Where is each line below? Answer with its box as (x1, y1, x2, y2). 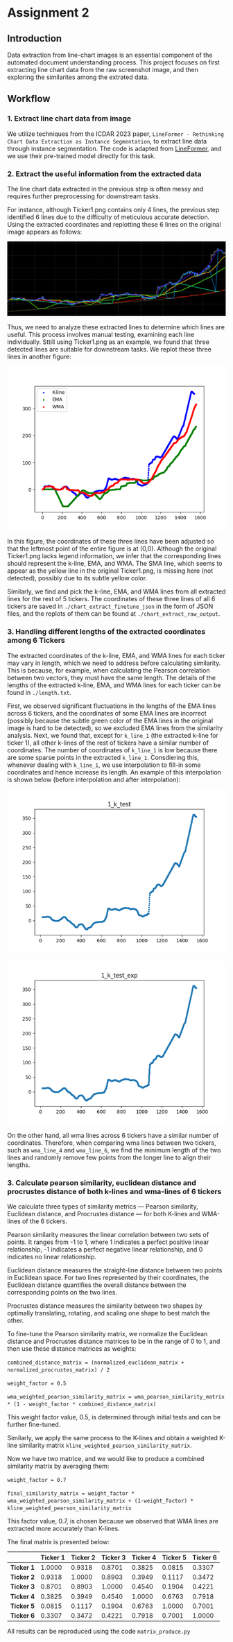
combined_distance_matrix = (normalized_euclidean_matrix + (7, 1359, 185, 1366)
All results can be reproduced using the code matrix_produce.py (7, 1627, 191, 1635)
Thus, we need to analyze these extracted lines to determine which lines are (7, 323, 225, 331)
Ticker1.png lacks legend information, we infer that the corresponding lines (7, 552, 222, 560)
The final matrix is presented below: (7, 1538, 110, 1546)
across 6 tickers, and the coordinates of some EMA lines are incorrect (7, 709, 207, 717)
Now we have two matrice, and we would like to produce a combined (7, 1455, 205, 1462)
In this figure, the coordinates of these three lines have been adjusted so (7, 537, 214, 546)
